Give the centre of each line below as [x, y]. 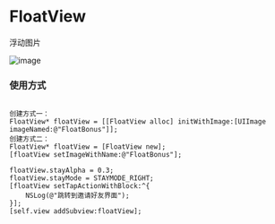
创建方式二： [30, 139]
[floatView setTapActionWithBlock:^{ [80, 186]
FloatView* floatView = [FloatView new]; [88, 147]
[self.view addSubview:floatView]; [76, 211]
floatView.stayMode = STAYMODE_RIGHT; [82, 178]
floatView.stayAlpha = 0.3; [62, 171]
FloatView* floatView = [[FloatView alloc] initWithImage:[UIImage [138, 122]
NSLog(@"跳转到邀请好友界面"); [77, 196]
